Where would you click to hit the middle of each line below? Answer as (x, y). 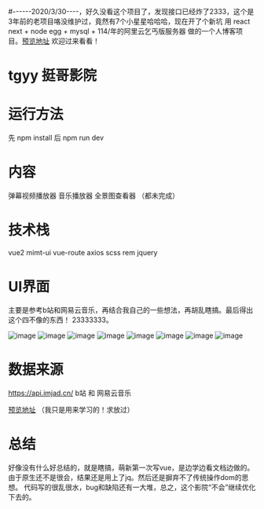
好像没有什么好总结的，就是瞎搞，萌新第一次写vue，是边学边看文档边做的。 (131, 467)
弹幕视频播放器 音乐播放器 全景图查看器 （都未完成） (93, 196)
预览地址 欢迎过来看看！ (61, 41)
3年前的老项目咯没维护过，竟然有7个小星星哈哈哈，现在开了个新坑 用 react (129, 21)
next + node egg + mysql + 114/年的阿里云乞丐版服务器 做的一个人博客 (122, 31)
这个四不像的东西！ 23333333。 (61, 320)
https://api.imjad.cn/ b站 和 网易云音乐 (70, 393)
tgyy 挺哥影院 (53, 76)
